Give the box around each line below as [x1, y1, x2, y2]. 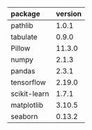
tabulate [10, 32, 38, 41]
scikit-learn [10, 89, 49, 99]
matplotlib [10, 101, 44, 110]
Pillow [10, 43, 31, 53]
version [55, 9, 82, 18]
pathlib [10, 21, 33, 30]
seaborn [10, 112, 38, 121]
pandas [10, 66, 36, 75]
